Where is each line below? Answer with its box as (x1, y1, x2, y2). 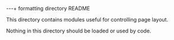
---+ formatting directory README (6, 5, 91, 12)
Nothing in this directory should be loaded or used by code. (6, 27, 152, 34)
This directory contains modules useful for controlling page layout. (6, 16, 169, 23)
